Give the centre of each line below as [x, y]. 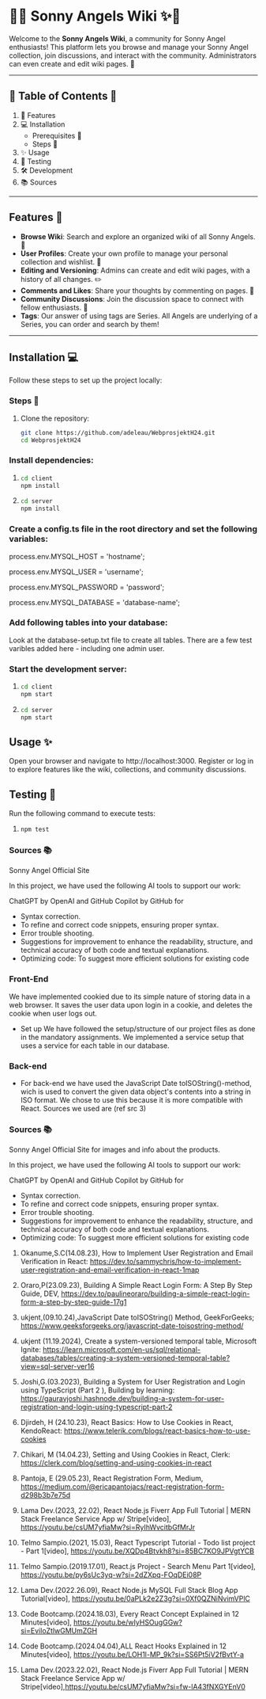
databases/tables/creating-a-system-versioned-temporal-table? [125, 1358]
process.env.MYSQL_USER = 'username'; [77, 571]
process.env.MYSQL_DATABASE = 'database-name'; [95, 602]
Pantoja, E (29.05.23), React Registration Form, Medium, [112, 1478]
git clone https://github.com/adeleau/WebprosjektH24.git [118, 432]
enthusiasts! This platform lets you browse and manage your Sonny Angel [129, 47]
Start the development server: [68, 669]
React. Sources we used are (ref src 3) [83, 1109]
